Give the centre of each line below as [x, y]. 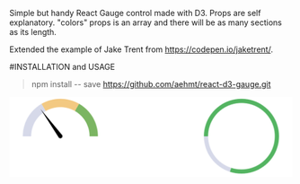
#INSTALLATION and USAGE [62, 67]
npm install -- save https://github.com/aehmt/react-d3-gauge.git [151, 84]
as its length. [33, 32]
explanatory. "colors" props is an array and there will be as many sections [146, 22]
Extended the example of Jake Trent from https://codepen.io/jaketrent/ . [141, 49]
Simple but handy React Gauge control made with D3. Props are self [135, 13]
